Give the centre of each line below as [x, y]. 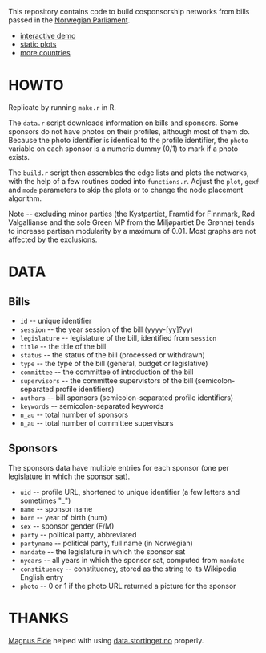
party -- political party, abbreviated [78, 534]
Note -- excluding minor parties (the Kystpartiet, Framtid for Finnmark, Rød [131, 214]
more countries [45, 53]
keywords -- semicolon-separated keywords [92, 406]
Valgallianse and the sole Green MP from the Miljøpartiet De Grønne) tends [131, 222]
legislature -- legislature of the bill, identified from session [118, 337]
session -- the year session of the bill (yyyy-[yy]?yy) [107, 329]
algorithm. [25, 198]
